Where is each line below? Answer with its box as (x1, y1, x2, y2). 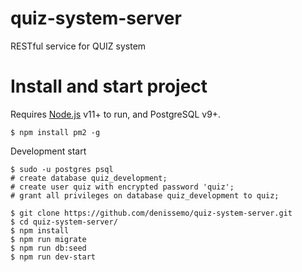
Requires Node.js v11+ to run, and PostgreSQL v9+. (10, 108, 222, 120)
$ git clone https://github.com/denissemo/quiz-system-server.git (10, 208, 293, 218)
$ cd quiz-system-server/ (10, 217, 118, 227)
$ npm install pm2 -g (10, 127, 101, 137)
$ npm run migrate (10, 234, 87, 244)
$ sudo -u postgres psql (10, 164, 114, 174)
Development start (10, 145, 87, 157)
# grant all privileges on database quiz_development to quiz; (10, 190, 280, 201)
